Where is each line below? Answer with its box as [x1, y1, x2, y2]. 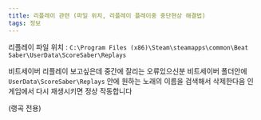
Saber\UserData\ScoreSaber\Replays [8, 51, 127, 59]
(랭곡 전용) [8, 103, 42, 113]
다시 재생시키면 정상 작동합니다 [35, 86, 132, 96]
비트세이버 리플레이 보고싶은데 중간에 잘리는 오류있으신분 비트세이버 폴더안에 [8, 66, 247, 76]
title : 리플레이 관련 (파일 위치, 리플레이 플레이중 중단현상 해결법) [8, 11, 206, 20]
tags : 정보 [8, 19, 42, 27]
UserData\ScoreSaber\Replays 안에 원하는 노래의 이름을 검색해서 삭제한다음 [8, 76, 246, 86]
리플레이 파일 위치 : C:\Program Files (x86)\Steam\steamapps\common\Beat [8, 42, 249, 52]
